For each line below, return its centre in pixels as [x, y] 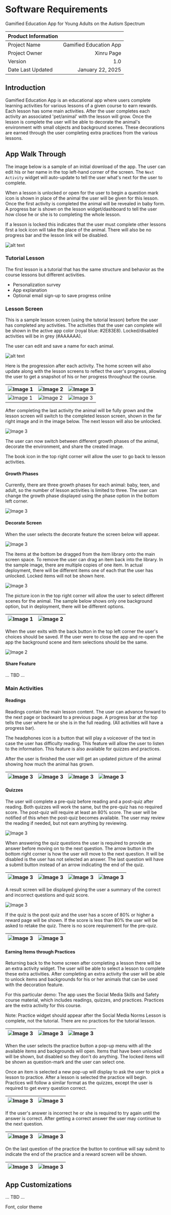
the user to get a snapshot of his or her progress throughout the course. [81, 377]
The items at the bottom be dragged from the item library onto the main [80, 554]
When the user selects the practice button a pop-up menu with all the [78, 1046]
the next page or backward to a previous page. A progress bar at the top [81, 717]
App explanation [30, 290]
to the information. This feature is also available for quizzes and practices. [83, 749]
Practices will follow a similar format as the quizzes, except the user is [79, 1083]
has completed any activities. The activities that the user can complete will [84, 325]
